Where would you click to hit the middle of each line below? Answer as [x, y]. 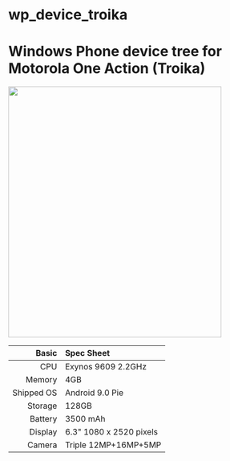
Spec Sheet [88, 353]
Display [43, 432]
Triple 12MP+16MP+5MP [113, 445]
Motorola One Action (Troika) [107, 69]
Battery [43, 419]
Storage [42, 406]
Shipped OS [35, 393]
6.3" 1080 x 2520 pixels [112, 432]
